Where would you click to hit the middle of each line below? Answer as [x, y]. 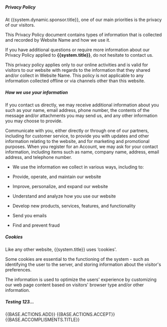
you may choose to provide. [34, 121]
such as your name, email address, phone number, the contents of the [77, 110]
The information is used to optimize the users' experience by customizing [81, 279]
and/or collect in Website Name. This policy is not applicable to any [74, 75]
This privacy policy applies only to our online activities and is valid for [77, 65]
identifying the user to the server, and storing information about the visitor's [83, 264]
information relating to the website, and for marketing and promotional [77, 141]
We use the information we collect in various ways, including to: [78, 167]
